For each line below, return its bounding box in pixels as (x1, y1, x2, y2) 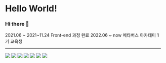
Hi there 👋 (5, 21, 30, 28)
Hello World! (5, 3, 57, 14)
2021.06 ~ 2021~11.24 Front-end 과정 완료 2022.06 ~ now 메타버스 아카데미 (5, 32, 156, 38)
